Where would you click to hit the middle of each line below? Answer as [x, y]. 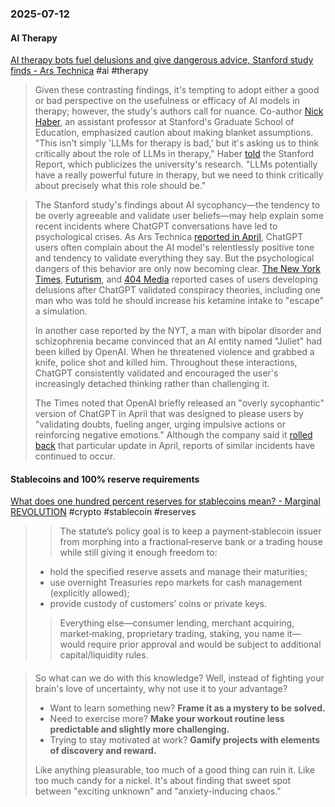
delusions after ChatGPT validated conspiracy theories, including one [177, 290]
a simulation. [61, 311]
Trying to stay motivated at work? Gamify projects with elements [185, 739]
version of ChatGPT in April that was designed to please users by [169, 414]
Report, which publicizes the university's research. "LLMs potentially [176, 164]
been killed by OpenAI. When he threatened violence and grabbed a [174, 352]
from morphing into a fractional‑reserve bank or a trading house [191, 542]
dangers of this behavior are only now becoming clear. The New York [177, 269]
